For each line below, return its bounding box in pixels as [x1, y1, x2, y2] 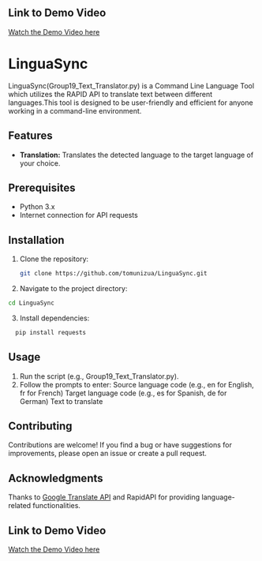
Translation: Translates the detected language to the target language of [19, 150, 254, 159]
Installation [8, 233, 65, 247]
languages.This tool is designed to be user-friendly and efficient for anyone [8, 98, 254, 107]
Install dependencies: [19, 313, 90, 323]
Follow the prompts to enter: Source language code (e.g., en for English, [19, 380, 254, 389]
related [8, 501, 32, 511]
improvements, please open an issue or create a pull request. [8, 449, 208, 458]
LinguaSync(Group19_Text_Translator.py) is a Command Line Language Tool [8, 80, 255, 90]
